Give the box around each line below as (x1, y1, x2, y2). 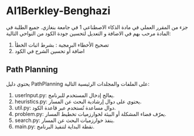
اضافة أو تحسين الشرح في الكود (14, 47, 85, 54)
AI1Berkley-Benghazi (6, 4, 111, 18)
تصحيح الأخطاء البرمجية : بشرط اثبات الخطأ (14, 41, 110, 48)
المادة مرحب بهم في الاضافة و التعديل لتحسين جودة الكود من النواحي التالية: (6, 29, 171, 37)
